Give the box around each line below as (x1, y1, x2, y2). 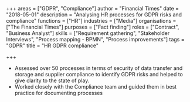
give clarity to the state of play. (14, 77, 90, 84)
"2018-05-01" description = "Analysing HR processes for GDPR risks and (6, 11, 182, 18)
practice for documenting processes (14, 90, 103, 96)
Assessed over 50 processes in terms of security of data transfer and (14, 65, 183, 72)
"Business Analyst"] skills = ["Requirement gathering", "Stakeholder (6, 30, 170, 37)
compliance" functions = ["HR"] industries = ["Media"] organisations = (6, 17, 177, 24)
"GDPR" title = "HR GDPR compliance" (6, 42, 99, 49)
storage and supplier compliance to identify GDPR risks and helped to (14, 71, 184, 78)
